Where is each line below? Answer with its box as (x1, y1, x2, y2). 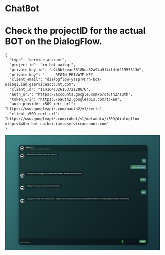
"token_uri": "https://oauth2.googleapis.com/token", (9, 97, 122, 102)
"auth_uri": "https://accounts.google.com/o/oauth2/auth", (9, 92, 133, 97)
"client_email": (9, 77, 43, 82)
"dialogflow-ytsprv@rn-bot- (44, 77, 102, 82)
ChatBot (5, 3, 39, 14)
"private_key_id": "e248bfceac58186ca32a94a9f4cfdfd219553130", (9, 67, 144, 73)
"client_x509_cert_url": (9, 111, 60, 117)
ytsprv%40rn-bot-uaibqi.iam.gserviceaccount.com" (5, 121, 109, 127)
